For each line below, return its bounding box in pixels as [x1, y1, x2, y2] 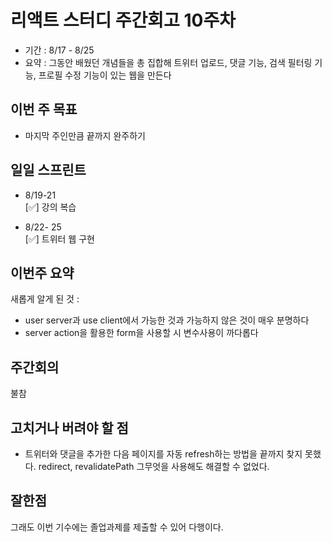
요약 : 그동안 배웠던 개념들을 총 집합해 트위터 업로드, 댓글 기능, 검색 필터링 [24, 56, 313, 68]
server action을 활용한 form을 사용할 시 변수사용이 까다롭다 [24, 327, 259, 339]
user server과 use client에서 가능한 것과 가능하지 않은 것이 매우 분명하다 [24, 314, 310, 326]
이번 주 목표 [10, 101, 78, 118]
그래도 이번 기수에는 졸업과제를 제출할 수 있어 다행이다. [10, 521, 224, 533]
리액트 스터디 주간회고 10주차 [10, 9, 236, 32]
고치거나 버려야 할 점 [10, 419, 129, 436]
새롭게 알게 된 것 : [10, 293, 80, 305]
